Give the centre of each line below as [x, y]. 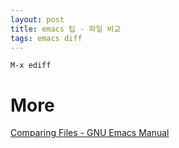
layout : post [37, 19]
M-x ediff [31, 66]
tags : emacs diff [46, 38]
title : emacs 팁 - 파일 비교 [66, 29]
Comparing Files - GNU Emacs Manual [90, 133]
